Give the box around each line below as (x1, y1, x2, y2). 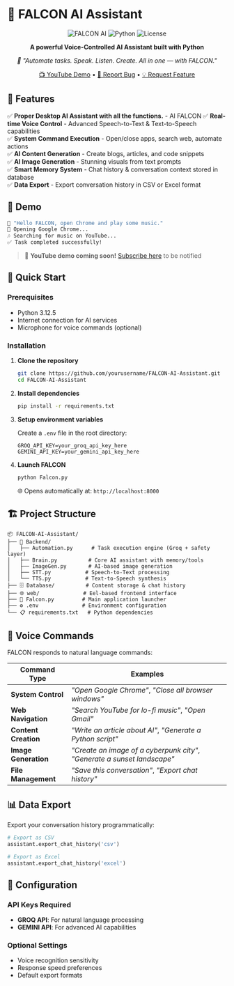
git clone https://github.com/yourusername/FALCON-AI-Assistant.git (17, 370, 221, 377)
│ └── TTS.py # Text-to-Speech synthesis (7, 575, 167, 583)
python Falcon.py (17, 474, 68, 481)
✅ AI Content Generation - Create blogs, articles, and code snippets (7, 149, 205, 157)
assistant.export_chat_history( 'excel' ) (7, 860, 127, 867)
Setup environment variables (17, 415, 104, 424)
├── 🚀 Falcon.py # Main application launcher (7, 596, 167, 603)
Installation (7, 341, 47, 351)
